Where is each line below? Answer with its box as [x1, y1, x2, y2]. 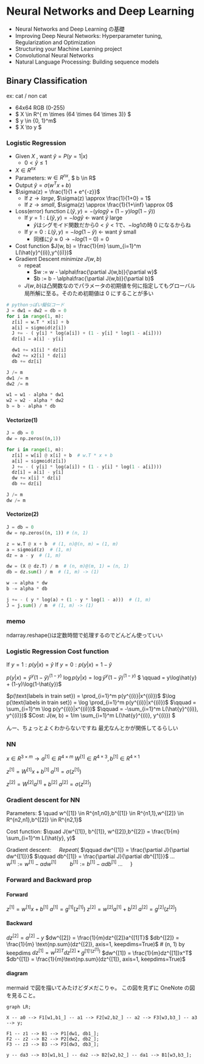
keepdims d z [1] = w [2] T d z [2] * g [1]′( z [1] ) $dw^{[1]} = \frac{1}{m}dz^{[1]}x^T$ [6, 947, 192, 956]
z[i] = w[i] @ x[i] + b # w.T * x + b [12, 452, 113, 458]
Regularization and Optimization [15, 39, 96, 46]
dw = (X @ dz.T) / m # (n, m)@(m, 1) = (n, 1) [6, 563, 130, 570]
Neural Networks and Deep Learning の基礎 [15, 25, 125, 32]
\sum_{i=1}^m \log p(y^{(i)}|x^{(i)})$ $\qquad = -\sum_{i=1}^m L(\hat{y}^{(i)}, [6, 705, 199, 713]
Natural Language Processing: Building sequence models [15, 58, 160, 65]
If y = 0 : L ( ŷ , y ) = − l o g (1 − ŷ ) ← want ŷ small [24, 228, 137, 236]
